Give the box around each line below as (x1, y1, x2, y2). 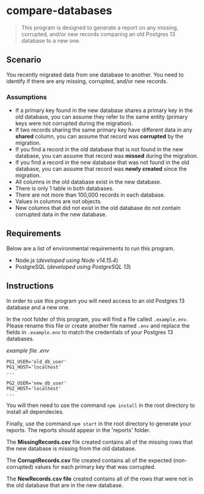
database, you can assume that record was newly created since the (15, 165, 188, 173)
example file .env (6, 346, 49, 354)
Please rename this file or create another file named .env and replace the (6, 322, 190, 329)
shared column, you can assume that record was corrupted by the (15, 133, 184, 140)
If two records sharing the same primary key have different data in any (15, 126, 192, 133)
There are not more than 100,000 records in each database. (15, 191, 166, 199)
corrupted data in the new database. (15, 211, 107, 218)
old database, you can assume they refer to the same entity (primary (15, 113, 188, 121)
